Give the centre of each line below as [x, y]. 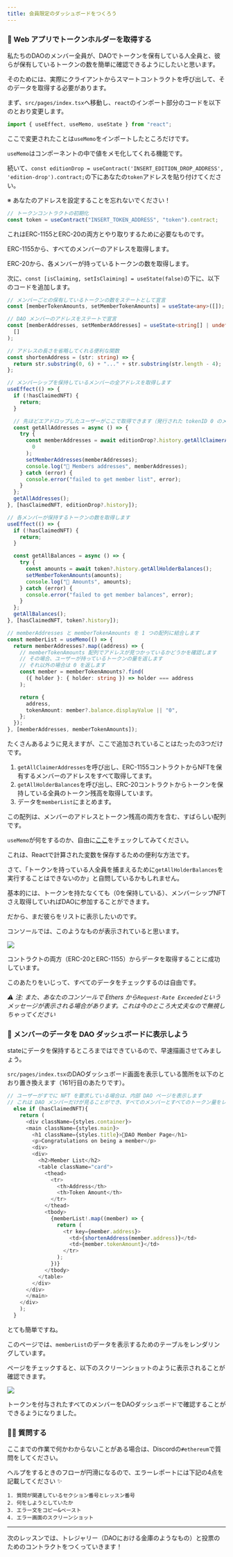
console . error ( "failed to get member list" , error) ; [103, 479]
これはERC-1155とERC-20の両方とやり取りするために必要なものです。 [107, 234]
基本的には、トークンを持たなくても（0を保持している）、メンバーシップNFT [116, 893]
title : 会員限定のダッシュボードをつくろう [62, 14]
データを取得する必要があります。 [61, 88]
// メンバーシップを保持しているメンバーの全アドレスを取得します [89, 383]
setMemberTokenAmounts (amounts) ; [74, 575]
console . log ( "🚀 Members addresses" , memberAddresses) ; [106, 466]
